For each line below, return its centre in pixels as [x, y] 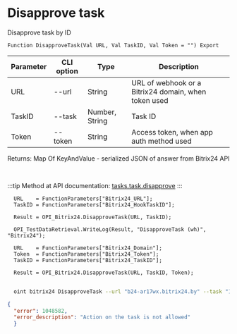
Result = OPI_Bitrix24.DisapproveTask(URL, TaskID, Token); [104, 273]
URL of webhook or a [166, 82]
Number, [102, 112]
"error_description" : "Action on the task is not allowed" [102, 317]
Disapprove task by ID [39, 32]
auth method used [162, 141]
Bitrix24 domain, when [169, 92]
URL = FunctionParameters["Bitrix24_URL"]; [83, 199]
